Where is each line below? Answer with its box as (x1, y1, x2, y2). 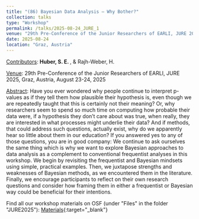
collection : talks (6, 14, 52, 20)
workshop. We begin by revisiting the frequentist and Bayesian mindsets (6, 157, 182, 164)
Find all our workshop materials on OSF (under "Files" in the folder (6, 199, 169, 207)
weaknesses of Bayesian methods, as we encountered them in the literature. (6, 169, 192, 176)
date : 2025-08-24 (6, 36, 49, 42)
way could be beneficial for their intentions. (6, 188, 113, 195)
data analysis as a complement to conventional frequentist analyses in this (6, 150, 188, 157)
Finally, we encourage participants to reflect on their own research (6, 176, 169, 183)
